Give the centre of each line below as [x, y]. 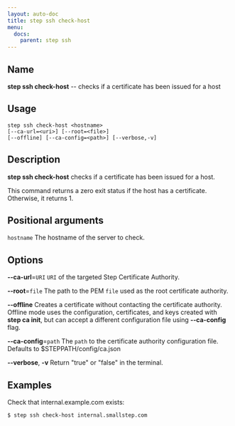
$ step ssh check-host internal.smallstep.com [77, 415]
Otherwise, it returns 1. [40, 198]
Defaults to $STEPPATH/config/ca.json [64, 349]
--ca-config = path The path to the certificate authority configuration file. [113, 341]
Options [26, 260]
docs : [22, 34]
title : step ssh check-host [49, 21]
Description [34, 160]
